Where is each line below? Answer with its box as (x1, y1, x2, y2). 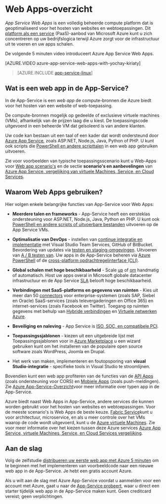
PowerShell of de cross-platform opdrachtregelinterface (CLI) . (12, 257, 139, 263)
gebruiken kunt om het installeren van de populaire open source (12, 343, 143, 349)
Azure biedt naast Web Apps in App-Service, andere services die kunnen (5, 398, 154, 404)
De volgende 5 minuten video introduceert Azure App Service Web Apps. (5, 51, 154, 57)
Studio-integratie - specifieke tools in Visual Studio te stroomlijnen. (12, 363, 151, 369)
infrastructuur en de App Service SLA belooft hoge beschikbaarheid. (12, 277, 152, 283)
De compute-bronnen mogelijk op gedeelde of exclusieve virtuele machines (5, 112, 160, 118)
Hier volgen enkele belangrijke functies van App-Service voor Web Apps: (5, 201, 154, 207)
